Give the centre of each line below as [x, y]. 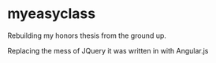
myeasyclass [52, 14]
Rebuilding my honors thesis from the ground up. [87, 35]
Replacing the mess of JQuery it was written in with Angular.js [108, 50]
